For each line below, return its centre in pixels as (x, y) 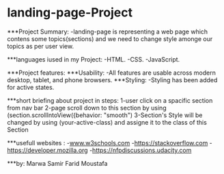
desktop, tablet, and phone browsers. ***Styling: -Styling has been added (112, 79)
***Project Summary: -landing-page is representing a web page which (108, 32)
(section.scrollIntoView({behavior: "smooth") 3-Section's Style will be (105, 115)
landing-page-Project (70, 13)
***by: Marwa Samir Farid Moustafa (57, 163)
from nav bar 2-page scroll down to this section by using (87, 108)
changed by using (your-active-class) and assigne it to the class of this (107, 122)
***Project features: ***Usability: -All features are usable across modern (112, 73)
